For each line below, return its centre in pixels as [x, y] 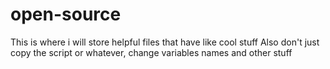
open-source [66, 14]
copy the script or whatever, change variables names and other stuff [151, 52]
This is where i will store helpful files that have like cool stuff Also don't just [165, 42]
